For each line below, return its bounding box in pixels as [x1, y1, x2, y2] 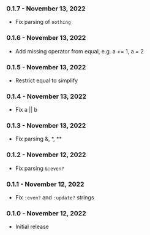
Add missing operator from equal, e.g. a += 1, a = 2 [15, 47, 144, 55]
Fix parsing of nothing [15, 18, 72, 26]
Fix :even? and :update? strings [15, 194, 94, 201]
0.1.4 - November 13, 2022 [6, 92, 87, 101]
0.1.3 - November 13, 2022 [6, 121, 86, 130]
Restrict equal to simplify [15, 77, 78, 84]
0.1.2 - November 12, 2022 [6, 150, 86, 159]
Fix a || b [15, 106, 38, 114]
